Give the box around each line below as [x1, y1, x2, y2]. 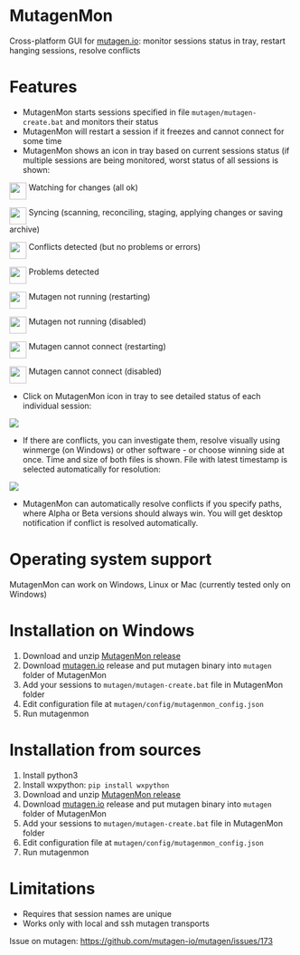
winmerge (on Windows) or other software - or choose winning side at [22, 444, 285, 455]
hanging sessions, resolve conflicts [9, 44, 141, 55]
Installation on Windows [9, 621, 195, 641]
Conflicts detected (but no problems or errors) [28, 241, 202, 252]
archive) [9, 224, 41, 234]
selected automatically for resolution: [22, 463, 161, 474]
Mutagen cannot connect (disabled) [28, 366, 163, 377]
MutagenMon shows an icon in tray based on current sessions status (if [22, 145, 290, 156]
